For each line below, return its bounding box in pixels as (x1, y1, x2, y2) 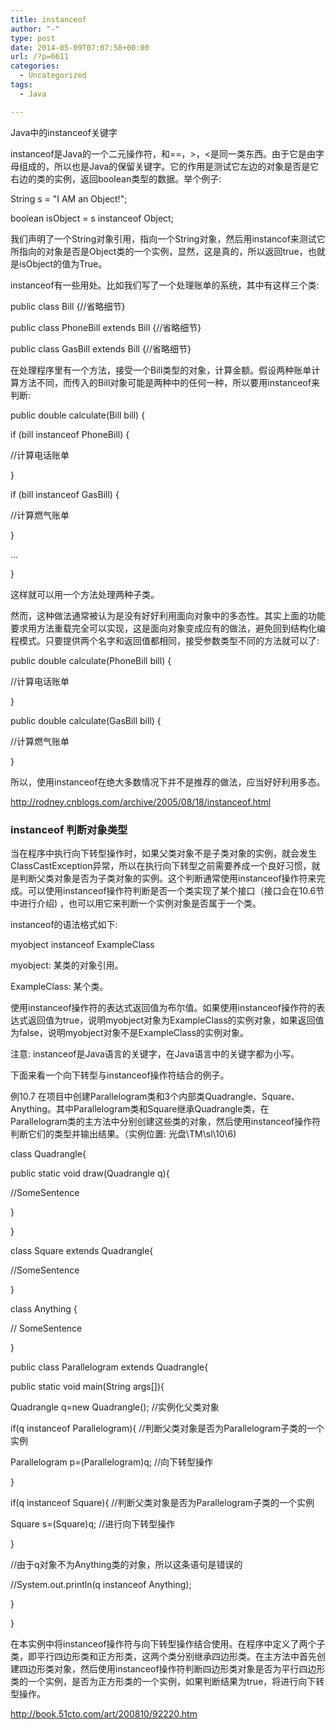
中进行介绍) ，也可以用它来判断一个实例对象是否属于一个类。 (10, 897, 262, 909)
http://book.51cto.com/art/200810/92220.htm (10, 1707, 198, 1720)
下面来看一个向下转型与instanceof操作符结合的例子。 (10, 1069, 230, 1081)
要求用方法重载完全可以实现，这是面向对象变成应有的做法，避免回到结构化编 (10, 622, 326, 634)
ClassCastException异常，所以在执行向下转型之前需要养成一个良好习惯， (10, 859, 312, 871)
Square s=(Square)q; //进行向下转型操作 (10, 1517, 176, 1530)
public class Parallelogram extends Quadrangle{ (10, 1361, 209, 1373)
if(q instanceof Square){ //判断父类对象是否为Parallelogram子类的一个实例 (10, 1496, 315, 1508)
